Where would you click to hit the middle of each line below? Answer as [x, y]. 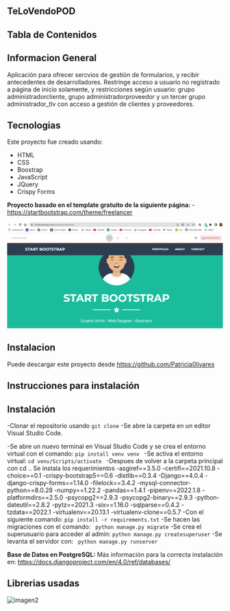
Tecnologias [34, 125]
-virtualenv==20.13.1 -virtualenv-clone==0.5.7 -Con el [128, 512]
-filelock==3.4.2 [113, 482]
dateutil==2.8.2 [29, 504]
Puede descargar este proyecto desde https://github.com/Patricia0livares [111, 364]
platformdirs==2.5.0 [35, 497]
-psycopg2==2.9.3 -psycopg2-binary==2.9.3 [129, 497]
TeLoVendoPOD [41, 11]
